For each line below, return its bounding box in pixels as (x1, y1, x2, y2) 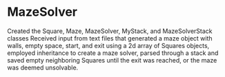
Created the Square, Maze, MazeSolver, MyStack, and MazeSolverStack (7, 27, 213, 35)
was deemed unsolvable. (7, 63, 79, 71)
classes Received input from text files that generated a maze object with (7, 34, 213, 42)
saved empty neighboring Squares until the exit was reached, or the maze (7, 56, 217, 64)
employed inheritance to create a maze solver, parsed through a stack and (7, 49, 219, 57)
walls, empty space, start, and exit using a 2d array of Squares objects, (7, 41, 210, 49)
